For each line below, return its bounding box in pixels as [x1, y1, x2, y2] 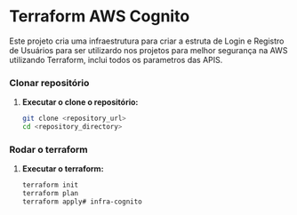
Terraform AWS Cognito [9, 6, 190, 27]
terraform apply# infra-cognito [21, 197, 142, 206]
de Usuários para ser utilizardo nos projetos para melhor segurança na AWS [9, 44, 288, 55]
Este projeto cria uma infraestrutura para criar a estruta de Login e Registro [9, 36, 285, 46]
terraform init [21, 180, 79, 190]
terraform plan [21, 189, 79, 198]
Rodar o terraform [9, 143, 89, 155]
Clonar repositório [9, 76, 90, 89]
